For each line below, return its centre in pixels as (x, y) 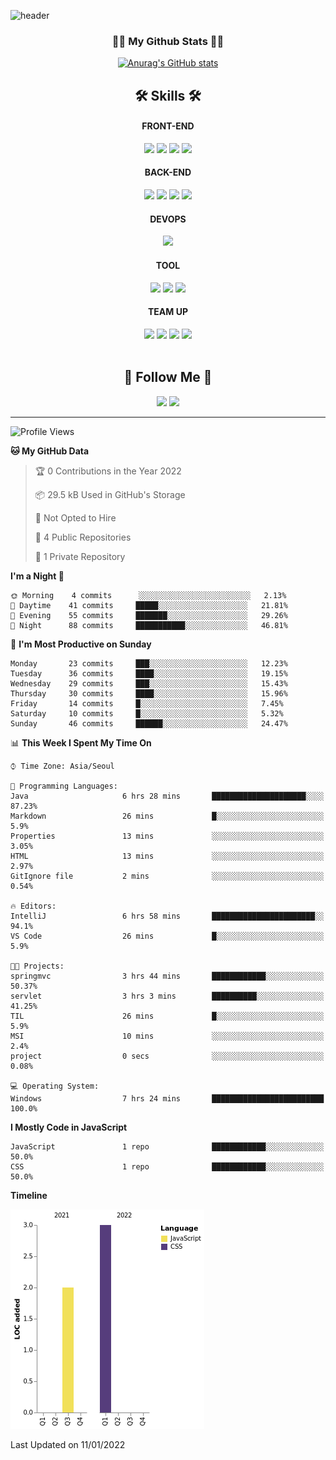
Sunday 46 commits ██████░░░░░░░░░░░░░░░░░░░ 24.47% (149, 723)
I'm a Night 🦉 (37, 576)
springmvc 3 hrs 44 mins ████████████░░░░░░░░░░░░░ (167, 976)
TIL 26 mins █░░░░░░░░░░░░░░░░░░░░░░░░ (167, 1016)
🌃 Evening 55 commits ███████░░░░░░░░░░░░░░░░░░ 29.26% (149, 615)
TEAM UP (168, 312)
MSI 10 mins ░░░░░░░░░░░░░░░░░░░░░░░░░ (167, 1036)
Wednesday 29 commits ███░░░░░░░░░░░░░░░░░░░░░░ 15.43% (149, 683)
